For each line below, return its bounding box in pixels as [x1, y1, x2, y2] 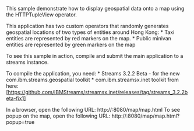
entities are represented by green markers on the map [6, 41, 136, 48]
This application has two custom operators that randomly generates [6, 23, 169, 29]
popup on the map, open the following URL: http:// [6, 112, 127, 119]
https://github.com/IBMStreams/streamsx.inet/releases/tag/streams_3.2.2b [8, 89, 188, 95]
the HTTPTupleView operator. [6, 11, 77, 18]
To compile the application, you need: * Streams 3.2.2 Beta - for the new [6, 70, 180, 77]
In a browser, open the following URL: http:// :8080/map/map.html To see [6, 106, 181, 113]
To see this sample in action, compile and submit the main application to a [6, 53, 184, 59]
